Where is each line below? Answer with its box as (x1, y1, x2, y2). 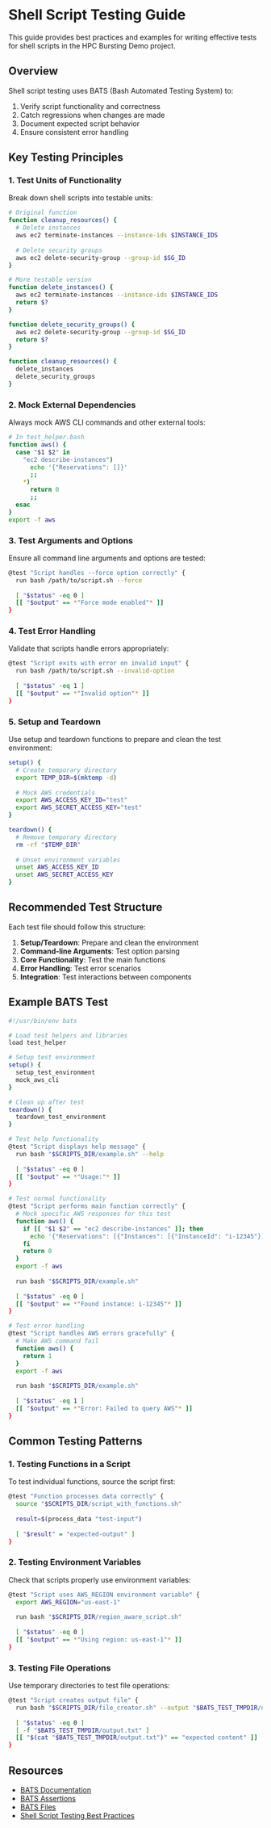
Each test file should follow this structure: (8, 922, 146, 932)
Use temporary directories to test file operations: (8, 1681, 171, 1691)
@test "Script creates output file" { (8, 1696, 139, 1704)
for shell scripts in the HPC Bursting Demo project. (8, 40, 176, 50)
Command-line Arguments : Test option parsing (19, 946, 180, 956)
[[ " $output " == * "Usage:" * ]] (15, 1172, 121, 1180)
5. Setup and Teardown (8, 716, 101, 727)
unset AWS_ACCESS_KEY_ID (15, 863, 99, 871)
